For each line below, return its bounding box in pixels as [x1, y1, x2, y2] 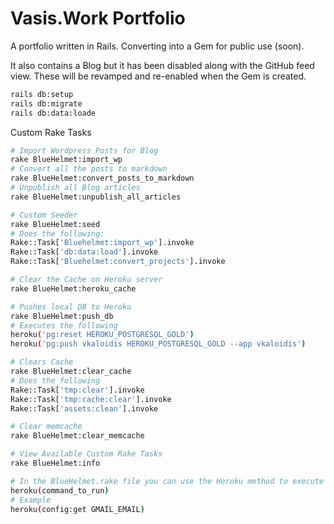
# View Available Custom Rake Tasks [10, 449, 163, 459]
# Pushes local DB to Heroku [10, 302, 132, 312]
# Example [10, 495, 52, 505]
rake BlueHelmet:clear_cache [10, 367, 132, 377]
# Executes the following [10, 320, 118, 331]
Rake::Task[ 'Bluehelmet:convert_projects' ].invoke [10, 257, 226, 267]
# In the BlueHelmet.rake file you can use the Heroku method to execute [10, 476, 325, 486]
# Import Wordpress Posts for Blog [10, 145, 159, 156]
